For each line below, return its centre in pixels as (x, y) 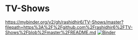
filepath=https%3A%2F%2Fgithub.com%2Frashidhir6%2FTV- (69, 27)
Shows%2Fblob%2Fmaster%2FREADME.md (51, 32)
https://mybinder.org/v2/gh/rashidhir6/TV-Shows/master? (65, 22)
